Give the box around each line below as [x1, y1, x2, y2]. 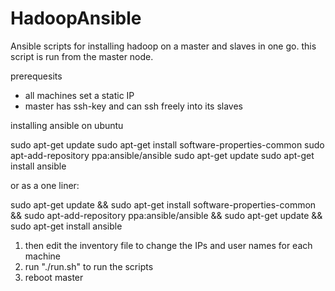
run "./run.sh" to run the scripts [24, 260, 154, 272]
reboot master [24, 271, 84, 283]
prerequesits [10, 70, 63, 82]
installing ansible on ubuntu [10, 119, 124, 131]
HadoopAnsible [10, 7, 142, 30]
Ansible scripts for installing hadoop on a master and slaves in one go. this [10, 40, 317, 52]
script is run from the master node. [10, 50, 154, 62]
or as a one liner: [10, 179, 80, 191]
